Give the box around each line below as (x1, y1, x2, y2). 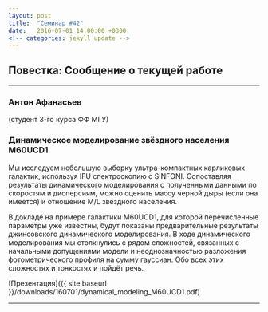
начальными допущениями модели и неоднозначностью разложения (8, 246, 246, 255)
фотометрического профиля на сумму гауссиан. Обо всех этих (8, 255, 225, 264)
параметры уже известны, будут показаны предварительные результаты (8, 220, 259, 230)
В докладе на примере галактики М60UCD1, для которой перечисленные (8, 212, 259, 222)
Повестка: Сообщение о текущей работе (8, 63, 223, 77)
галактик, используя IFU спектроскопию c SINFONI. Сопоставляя (8, 171, 231, 180)
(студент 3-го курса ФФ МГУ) (8, 115, 109, 124)
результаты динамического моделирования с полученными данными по (8, 180, 257, 189)
